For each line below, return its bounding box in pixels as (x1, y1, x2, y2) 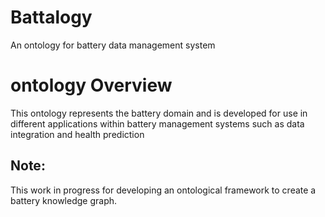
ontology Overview (10, 74, 173, 97)
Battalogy (10, 6, 93, 29)
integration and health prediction (10, 128, 145, 140)
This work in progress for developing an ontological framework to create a (10, 184, 317, 196)
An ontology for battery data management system (10, 39, 216, 51)
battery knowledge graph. (10, 194, 118, 206)
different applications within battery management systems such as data (10, 117, 305, 130)
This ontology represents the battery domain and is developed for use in (10, 107, 308, 119)
